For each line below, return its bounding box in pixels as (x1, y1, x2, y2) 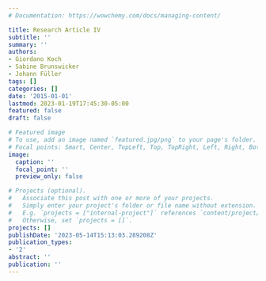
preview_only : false (15, 173, 83, 180)
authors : (8, 48, 37, 56)
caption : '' (15, 158, 55, 166)
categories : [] (8, 85, 59, 93)
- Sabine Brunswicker (8, 63, 80, 71)
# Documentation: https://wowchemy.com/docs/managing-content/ (8, 11, 222, 20)
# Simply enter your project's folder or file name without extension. (8, 202, 257, 210)
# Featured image (8, 128, 66, 137)
